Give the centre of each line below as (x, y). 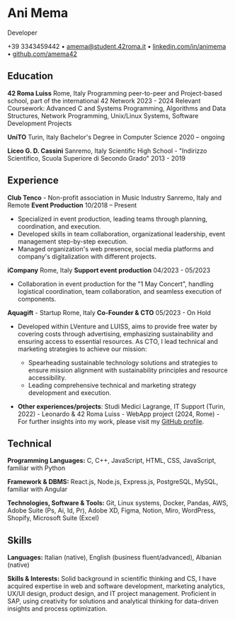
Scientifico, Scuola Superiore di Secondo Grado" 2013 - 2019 (97, 158)
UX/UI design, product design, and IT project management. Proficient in (112, 594)
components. (37, 299)
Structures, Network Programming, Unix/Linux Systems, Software (103, 115)
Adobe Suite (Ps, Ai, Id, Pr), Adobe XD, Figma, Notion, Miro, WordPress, (111, 510)
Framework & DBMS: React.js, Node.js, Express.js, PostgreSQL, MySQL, (113, 482)
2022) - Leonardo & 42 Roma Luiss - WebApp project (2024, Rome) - (119, 414)
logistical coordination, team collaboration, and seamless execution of (119, 291)
